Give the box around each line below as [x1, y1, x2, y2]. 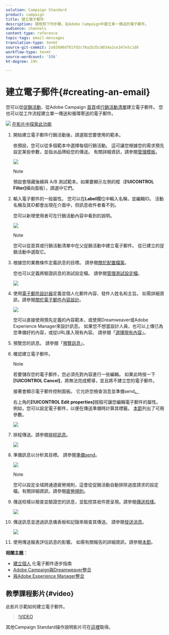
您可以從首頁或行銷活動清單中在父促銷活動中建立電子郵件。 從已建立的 [13, 243, 160, 249]
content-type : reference [6, 31, 58, 36]
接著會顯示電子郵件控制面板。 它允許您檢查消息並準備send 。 [13, 388, 140, 394]
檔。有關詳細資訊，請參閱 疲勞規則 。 [13, 488, 89, 494]
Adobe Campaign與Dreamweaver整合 [13, 567, 92, 573]
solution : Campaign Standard [6, 7, 67, 13]
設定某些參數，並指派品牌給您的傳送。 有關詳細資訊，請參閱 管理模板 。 [13, 149, 160, 155]
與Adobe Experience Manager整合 [13, 573, 84, 579]
